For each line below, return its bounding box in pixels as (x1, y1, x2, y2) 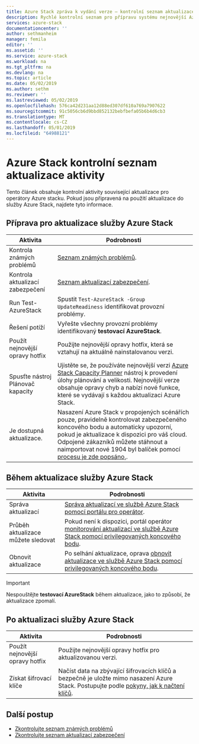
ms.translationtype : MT (6, 114, 65, 120)
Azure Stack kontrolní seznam (6, 156, 158, 169)
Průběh (9, 521, 30, 529)
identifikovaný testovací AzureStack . (57, 327, 162, 335)
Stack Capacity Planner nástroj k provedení (57, 368, 178, 376)
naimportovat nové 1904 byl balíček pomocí (57, 445, 181, 453)
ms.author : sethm (6, 86, 49, 92)
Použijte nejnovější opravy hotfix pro (58, 646, 160, 654)
